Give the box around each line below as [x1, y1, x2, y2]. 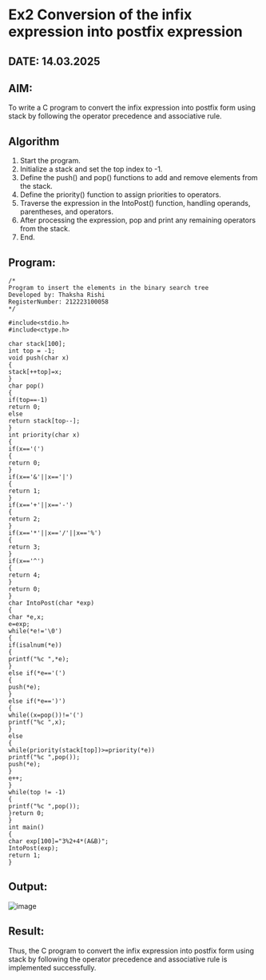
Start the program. [19, 156, 81, 166]
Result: [8, 925, 45, 938]
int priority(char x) [8, 431, 81, 440]
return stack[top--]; [8, 417, 81, 425]
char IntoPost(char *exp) [8, 599, 94, 608]
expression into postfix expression [8, 22, 244, 41]
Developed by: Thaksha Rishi [8, 291, 105, 299]
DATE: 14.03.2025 [8, 54, 101, 68]
